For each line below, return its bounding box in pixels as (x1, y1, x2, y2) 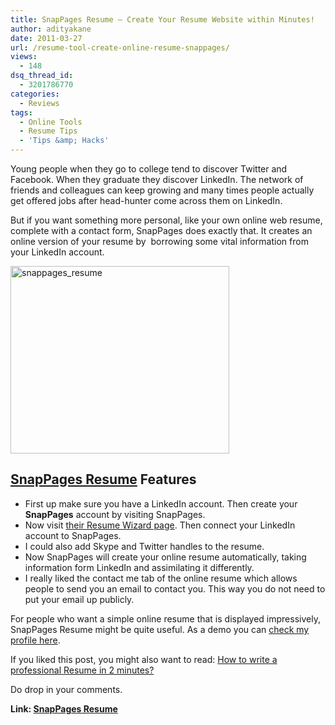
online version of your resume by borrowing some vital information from (10, 236, 309, 247)
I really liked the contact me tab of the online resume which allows (24, 572, 298, 584)
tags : (10, 107, 33, 118)
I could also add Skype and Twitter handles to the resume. (24, 540, 265, 552)
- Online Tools (19, 117, 83, 127)
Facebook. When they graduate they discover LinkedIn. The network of (10, 174, 304, 185)
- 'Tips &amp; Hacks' (19, 136, 110, 146)
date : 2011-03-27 (10, 33, 83, 43)
